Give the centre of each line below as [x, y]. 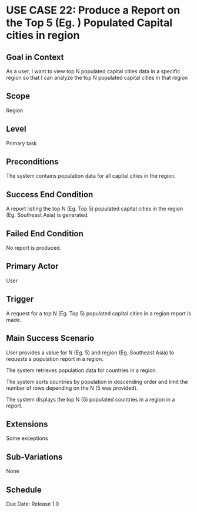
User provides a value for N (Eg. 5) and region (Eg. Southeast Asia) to [90, 353]
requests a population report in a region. [55, 358]
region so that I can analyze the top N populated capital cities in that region [97, 78]
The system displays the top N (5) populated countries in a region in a [91, 399]
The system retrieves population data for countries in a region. [82, 370]
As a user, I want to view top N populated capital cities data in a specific [93, 71]
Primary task [21, 143]
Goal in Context [35, 57]
